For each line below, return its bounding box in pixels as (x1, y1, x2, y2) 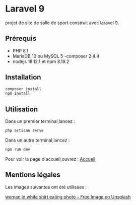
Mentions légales (5, 171, 60, 179)
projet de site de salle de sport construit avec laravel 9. (5, 20, 119, 26)
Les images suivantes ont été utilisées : (5, 184, 87, 190)
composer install (5, 86, 42, 91)
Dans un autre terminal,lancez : (5, 137, 70, 143)
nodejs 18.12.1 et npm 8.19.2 (12, 58, 70, 64)
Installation (5, 73, 41, 82)
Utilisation (5, 105, 38, 113)
